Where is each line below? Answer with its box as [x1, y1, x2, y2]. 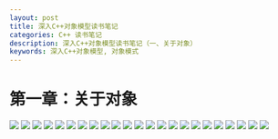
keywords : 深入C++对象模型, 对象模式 [9, 47, 139, 56]
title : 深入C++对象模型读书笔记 [9, 22, 118, 31]
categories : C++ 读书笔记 [9, 30, 103, 39]
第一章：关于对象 [9, 89, 139, 110]
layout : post [9, 13, 59, 23]
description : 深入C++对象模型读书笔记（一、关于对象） [9, 38, 198, 48]
